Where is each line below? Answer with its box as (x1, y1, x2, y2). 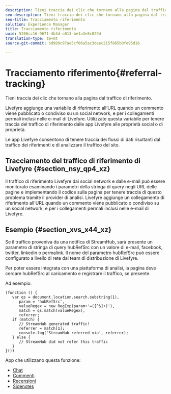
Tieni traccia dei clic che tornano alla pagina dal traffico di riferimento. (5, 95, 153, 101)
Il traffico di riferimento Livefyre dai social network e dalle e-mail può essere (5, 178, 165, 184)
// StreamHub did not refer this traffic (18, 339, 108, 344)
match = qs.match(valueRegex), (18, 308, 85, 313)
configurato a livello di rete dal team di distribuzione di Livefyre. (5, 255, 139, 261)
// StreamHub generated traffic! (18, 322, 90, 327)
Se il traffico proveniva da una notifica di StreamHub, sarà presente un (5, 239, 153, 245)
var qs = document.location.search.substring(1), (12, 294, 120, 300)
